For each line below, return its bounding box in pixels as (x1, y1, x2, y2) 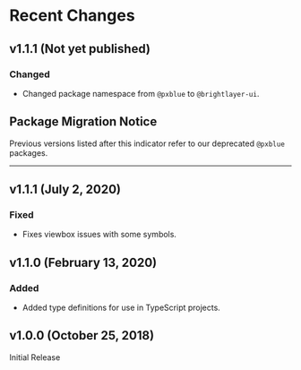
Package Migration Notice (9, 114, 158, 130)
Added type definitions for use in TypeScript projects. (21, 302, 221, 314)
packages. (9, 147, 48, 158)
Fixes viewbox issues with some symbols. (21, 229, 177, 240)
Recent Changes (9, 5, 136, 26)
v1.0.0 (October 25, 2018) (9, 328, 155, 343)
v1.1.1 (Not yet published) (9, 41, 150, 56)
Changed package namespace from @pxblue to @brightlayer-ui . (21, 88, 260, 99)
